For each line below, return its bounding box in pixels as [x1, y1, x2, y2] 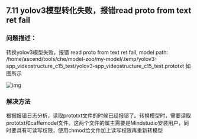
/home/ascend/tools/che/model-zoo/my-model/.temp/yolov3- [6, 55, 157, 62]
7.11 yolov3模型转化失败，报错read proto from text [6, 5, 192, 16]
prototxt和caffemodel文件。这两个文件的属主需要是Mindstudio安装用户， [6, 119, 184, 126]
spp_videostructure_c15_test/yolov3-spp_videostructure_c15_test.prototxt [6, 62, 185, 69]
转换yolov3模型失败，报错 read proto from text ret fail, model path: [6, 49, 169, 56]
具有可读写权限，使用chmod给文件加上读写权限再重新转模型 [16, 127, 163, 134]
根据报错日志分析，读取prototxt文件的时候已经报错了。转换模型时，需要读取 [6, 112, 191, 119]
